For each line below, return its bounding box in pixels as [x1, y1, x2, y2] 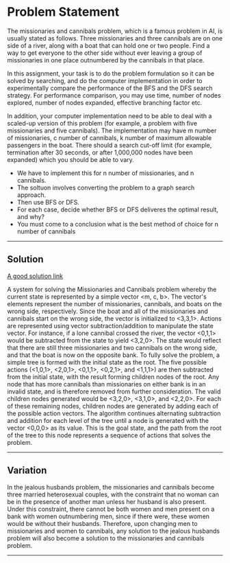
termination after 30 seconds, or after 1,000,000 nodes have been [7, 148, 193, 157]
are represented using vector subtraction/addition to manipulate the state [7, 321, 214, 330]
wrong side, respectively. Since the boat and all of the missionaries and [7, 307, 209, 315]
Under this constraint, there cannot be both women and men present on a [7, 505, 215, 513]
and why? [16, 212, 44, 220]
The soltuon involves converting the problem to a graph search [16, 183, 195, 192]
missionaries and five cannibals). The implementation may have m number [7, 126, 217, 135]
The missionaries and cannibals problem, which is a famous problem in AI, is [7, 27, 223, 35]
